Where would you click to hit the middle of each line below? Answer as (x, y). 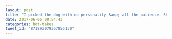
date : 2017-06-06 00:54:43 (34, 19)
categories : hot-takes (29, 24)
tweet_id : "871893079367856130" (40, 29)
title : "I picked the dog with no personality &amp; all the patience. (83, 15)
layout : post (19, 10)
